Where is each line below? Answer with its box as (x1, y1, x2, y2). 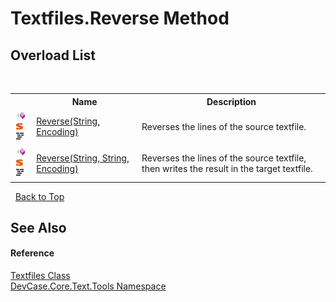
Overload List (10, 47, 96, 64)
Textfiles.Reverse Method (10, 7, 230, 30)
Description (206, 95, 257, 107)
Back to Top (14, 190, 65, 202)
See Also (10, 219, 67, 236)
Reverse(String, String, (36, 152, 130, 164)
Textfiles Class (10, 270, 71, 282)
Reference (10, 247, 55, 259)
